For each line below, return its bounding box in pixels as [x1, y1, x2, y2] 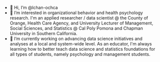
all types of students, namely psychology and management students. [9, 51, 151, 57]
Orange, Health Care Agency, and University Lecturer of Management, [9, 20, 154, 26]
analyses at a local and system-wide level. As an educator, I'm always [9, 41, 152, 46]
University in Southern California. [9, 31, 78, 36]
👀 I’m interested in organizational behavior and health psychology [9, 10, 143, 16]
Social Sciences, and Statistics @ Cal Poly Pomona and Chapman [9, 25, 143, 31]
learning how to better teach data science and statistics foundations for [9, 46, 156, 52]
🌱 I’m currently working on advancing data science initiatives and [9, 36, 143, 41]
